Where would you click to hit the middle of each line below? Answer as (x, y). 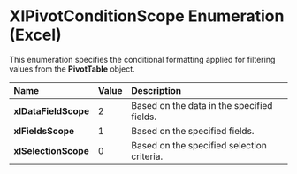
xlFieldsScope (44, 131)
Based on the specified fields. (193, 131)
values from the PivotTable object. (72, 69)
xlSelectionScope (52, 150)
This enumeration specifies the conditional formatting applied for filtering (142, 59)
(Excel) (35, 35)
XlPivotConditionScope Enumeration (147, 16)
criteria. (147, 156)
